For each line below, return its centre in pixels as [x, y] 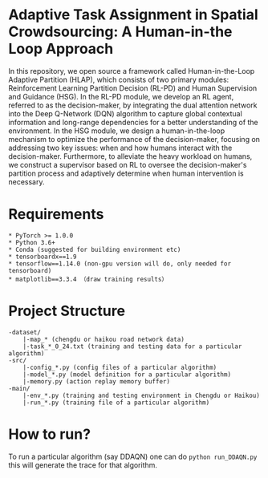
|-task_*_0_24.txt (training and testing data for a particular [132, 346]
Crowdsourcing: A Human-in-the [120, 32]
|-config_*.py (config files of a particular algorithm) [120, 367]
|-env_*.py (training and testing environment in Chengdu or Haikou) [142, 395]
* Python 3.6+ [32, 242]
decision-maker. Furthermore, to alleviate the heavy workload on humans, [130, 156]
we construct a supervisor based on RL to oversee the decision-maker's [128, 164]
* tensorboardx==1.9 [43, 257]
